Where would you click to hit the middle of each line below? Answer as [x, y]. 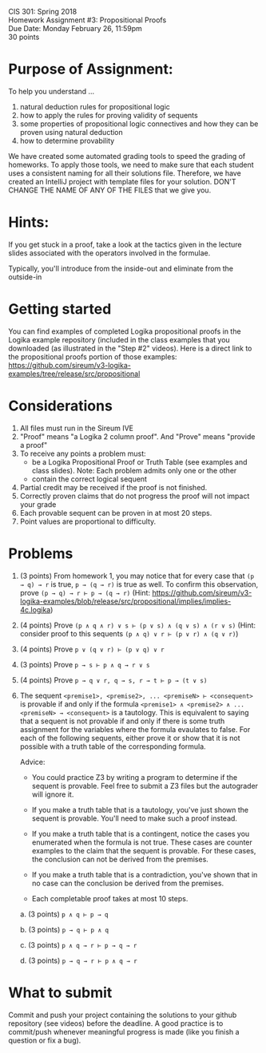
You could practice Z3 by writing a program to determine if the [135, 777]
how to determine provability [67, 141]
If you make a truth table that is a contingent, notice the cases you [141, 833]
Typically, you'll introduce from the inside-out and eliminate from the [121, 268]
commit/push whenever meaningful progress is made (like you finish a [124, 1031]
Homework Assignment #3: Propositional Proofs [87, 20]
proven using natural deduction [71, 132]
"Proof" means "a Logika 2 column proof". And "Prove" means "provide [137, 436]
